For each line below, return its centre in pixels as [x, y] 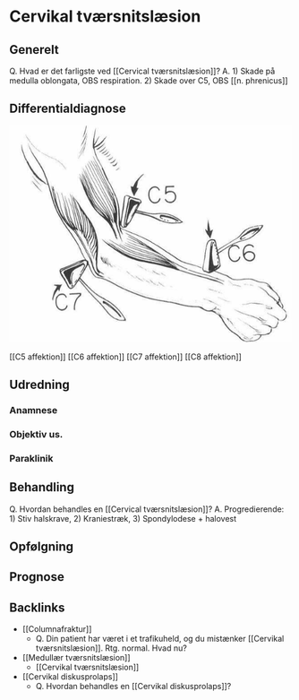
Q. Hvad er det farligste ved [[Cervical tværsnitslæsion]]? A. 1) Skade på [142, 71]
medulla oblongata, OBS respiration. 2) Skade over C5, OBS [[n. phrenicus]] [149, 81]
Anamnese [34, 410]
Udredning [39, 385]
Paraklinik [31, 458]
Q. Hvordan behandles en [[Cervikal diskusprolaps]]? [133, 687]
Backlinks [37, 607]
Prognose [37, 577]
